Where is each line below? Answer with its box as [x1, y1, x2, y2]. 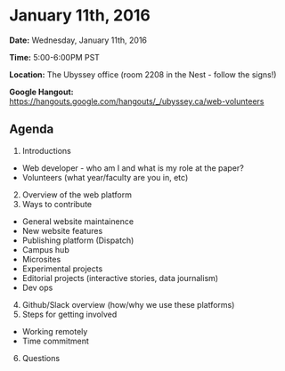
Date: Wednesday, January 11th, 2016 [9, 35, 148, 45]
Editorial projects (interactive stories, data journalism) [21, 272, 219, 283]
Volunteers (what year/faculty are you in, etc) [21, 172, 189, 182]
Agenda [9, 122, 54, 137]
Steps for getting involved [21, 309, 118, 319]
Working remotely [21, 326, 88, 336]
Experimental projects [21, 263, 103, 274]
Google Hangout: [9, 86, 74, 97]
